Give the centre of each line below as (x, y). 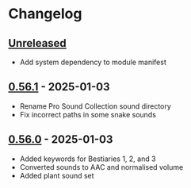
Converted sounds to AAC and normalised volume (101, 167)
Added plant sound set (57, 175)
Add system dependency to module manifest (93, 62)
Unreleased (38, 43)
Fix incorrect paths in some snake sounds (88, 114)
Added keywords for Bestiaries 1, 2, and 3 (88, 159)
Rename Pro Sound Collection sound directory (95, 106)
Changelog (45, 14)
